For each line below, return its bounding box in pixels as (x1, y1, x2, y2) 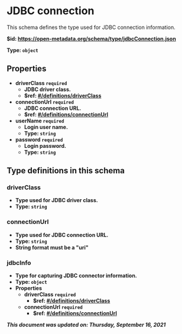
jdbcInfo (6, 258, 31, 267)
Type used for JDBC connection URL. (15, 231, 109, 238)
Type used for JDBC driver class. (15, 197, 98, 204)
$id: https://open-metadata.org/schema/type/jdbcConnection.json (6, 35, 176, 42)
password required (15, 136, 63, 143)
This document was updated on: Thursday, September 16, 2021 (6, 321, 166, 329)
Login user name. (24, 123, 69, 131)
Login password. (24, 142, 67, 149)
